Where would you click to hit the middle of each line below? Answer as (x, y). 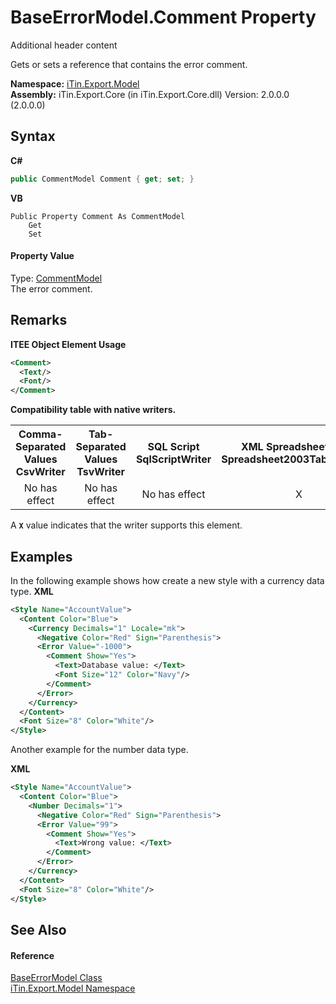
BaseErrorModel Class (56, 978)
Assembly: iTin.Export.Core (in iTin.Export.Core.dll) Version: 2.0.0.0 (150, 94)
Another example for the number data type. (99, 750)
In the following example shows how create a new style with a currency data (167, 580)
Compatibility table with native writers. (93, 410)
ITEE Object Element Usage (68, 344)
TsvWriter (101, 472)
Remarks (39, 320)
